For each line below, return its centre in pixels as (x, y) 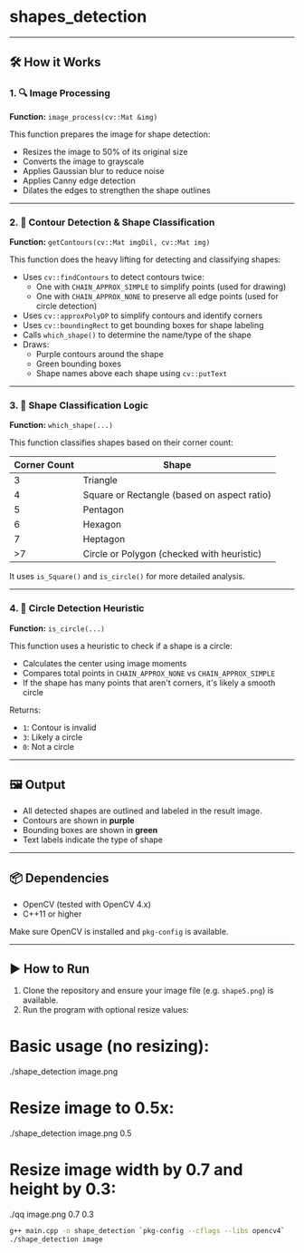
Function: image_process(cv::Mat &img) (84, 116)
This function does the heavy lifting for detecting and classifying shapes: (145, 259)
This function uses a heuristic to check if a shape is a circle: (121, 646)
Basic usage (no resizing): (109, 1047)
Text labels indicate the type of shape (93, 840)
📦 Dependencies (59, 878)
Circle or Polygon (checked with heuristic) (172, 554)
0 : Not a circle (48, 746)
